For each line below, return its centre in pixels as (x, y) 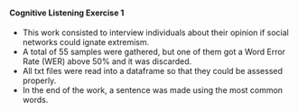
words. (35, 100)
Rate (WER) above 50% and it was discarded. (107, 61)
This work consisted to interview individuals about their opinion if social (155, 33)
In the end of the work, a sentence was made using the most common (152, 90)
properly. (39, 80)
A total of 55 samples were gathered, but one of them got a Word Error (154, 52)
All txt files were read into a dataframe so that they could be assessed (152, 71)
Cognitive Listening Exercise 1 (67, 13)
